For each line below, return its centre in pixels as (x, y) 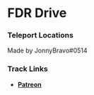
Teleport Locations (41, 35)
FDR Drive (37, 13)
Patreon (29, 84)
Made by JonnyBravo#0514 (47, 50)
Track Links (28, 69)
